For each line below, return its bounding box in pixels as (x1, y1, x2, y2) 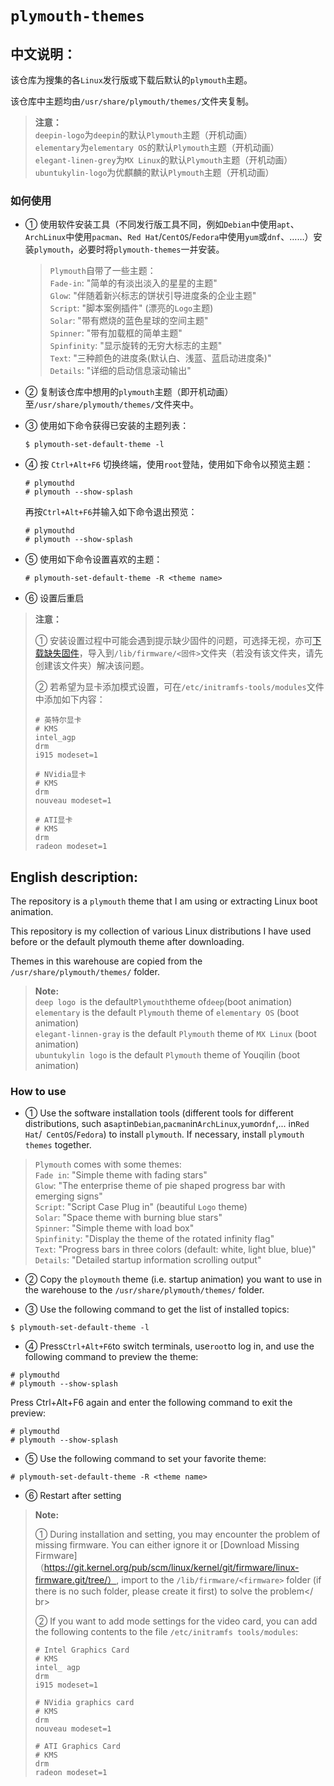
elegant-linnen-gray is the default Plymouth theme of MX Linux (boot (34, 1028, 317, 1040)
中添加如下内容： (34, 693, 106, 706)
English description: (10, 868, 139, 886)
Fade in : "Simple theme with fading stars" (34, 1169, 208, 1181)
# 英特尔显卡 (34, 715, 82, 726)
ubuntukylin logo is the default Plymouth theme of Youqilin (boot (34, 1049, 301, 1061)
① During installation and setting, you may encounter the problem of (34, 1528, 321, 1541)
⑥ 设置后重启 (24, 592, 85, 604)
